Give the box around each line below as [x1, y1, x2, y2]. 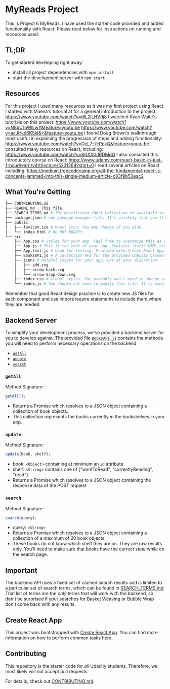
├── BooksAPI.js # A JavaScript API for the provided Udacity [14, 253, 148, 258]
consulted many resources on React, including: [5, 146, 104, 152]
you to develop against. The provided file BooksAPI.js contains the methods [5, 335, 163, 341]
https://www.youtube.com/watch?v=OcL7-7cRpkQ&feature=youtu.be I [5, 141, 152, 147]
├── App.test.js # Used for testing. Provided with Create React [14, 248, 155, 253]
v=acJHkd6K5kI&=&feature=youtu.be [5, 129, 83, 136]
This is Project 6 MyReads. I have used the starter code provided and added [5, 20, 164, 26]
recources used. [5, 31, 39, 37]
